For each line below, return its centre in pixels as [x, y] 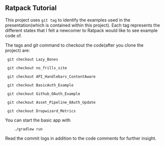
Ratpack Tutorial [31, 8]
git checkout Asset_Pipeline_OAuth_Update [51, 102]
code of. [14, 35]
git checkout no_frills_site [37, 68]
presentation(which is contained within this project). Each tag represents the [82, 25]
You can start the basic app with [38, 120]
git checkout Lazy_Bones [33, 59]
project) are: [18, 50]
